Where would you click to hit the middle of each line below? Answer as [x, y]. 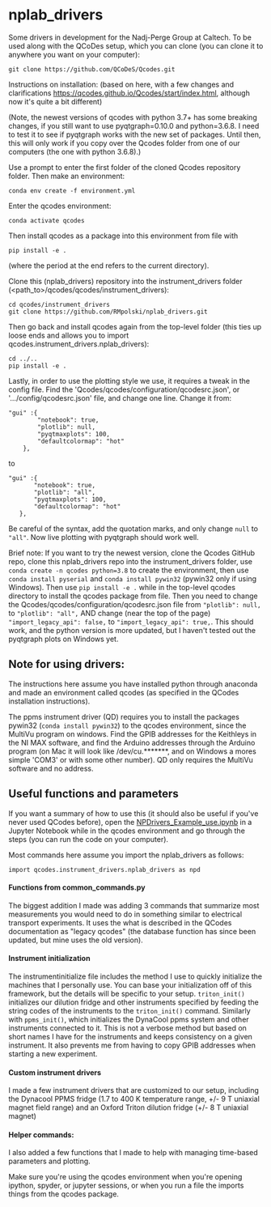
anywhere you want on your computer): [74, 54]
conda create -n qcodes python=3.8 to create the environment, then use [129, 570]
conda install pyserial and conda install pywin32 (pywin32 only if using [133, 578]
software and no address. [51, 768]
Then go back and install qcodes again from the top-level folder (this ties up [135, 326]
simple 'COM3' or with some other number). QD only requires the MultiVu [131, 759]
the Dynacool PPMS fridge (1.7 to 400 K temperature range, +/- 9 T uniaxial [134, 1099]
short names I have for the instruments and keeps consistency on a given [131, 1036]
